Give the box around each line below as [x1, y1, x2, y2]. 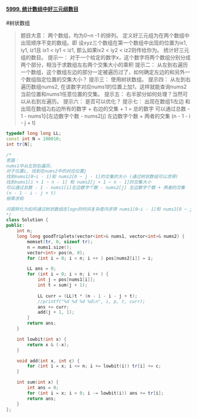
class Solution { [6, 217, 49, 223]
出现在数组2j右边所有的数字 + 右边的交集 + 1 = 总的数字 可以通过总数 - [20, 106, 191, 113]
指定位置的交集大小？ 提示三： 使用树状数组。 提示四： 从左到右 [36, 76, 191, 83]
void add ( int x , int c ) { [16, 358, 80, 363]
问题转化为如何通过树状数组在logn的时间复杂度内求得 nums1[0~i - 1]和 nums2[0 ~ [6, 206, 187, 212]
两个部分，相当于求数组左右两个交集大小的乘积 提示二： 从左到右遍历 [20, 62, 188, 69]
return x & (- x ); [27, 342, 69, 348]
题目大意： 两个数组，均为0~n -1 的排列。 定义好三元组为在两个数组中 [20, 32, 190, 39]
